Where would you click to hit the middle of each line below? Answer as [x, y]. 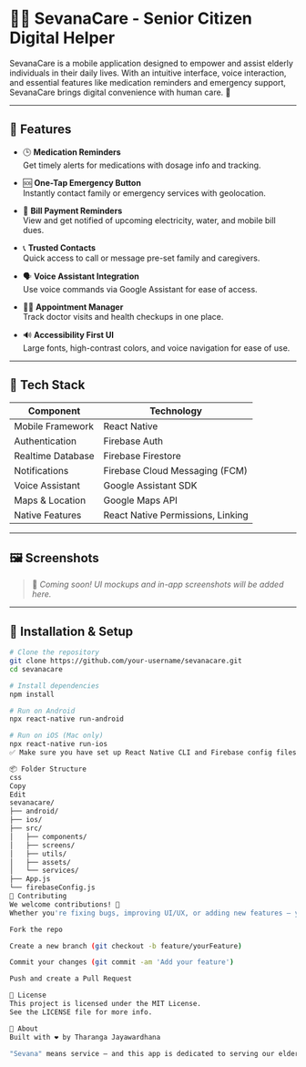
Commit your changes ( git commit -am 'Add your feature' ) [122, 962]
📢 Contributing [38, 897]
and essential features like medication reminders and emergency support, [148, 82]
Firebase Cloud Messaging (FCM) [176, 470]
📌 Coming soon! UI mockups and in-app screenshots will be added [158, 585]
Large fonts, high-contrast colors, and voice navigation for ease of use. [156, 348]
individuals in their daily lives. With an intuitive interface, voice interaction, [148, 73]
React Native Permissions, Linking [176, 515]
